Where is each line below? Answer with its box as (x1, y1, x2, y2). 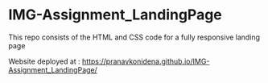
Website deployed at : (8, 56, 80, 66)
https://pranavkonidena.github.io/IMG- (81, 56, 210, 66)
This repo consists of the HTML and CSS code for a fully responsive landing (8, 32, 260, 42)
